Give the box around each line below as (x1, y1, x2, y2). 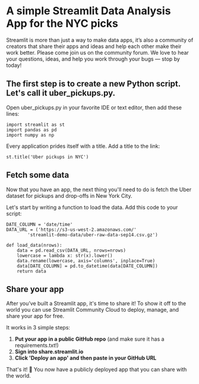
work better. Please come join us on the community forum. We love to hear (6, 49, 189, 56)
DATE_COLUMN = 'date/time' (6, 221, 73, 227)
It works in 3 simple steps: (6, 324, 70, 331)
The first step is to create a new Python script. (6, 79, 181, 89)
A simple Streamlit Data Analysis (6, 4, 171, 18)
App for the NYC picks (6, 17, 119, 30)
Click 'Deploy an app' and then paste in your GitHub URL (14, 354, 157, 361)
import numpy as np (6, 132, 55, 138)
